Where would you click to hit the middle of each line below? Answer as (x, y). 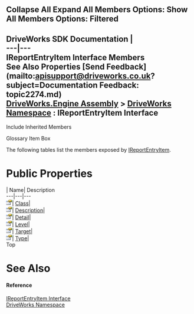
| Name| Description (30, 190)
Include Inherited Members (39, 127)
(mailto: (21, 76)
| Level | (21, 224)
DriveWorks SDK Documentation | (70, 39)
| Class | (21, 204)
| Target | (22, 231)
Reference (19, 285)
